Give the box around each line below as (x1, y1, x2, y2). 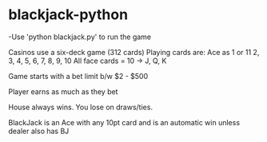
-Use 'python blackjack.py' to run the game (8, 32, 152, 41)
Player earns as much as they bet (8, 86, 118, 97)
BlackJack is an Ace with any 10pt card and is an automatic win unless (8, 117, 241, 127)
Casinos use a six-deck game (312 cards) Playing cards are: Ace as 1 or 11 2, (8, 47, 260, 57)
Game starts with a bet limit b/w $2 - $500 (8, 71, 149, 81)
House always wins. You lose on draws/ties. (8, 102, 153, 112)
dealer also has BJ (8, 126, 70, 136)
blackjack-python (8, 6, 129, 24)
